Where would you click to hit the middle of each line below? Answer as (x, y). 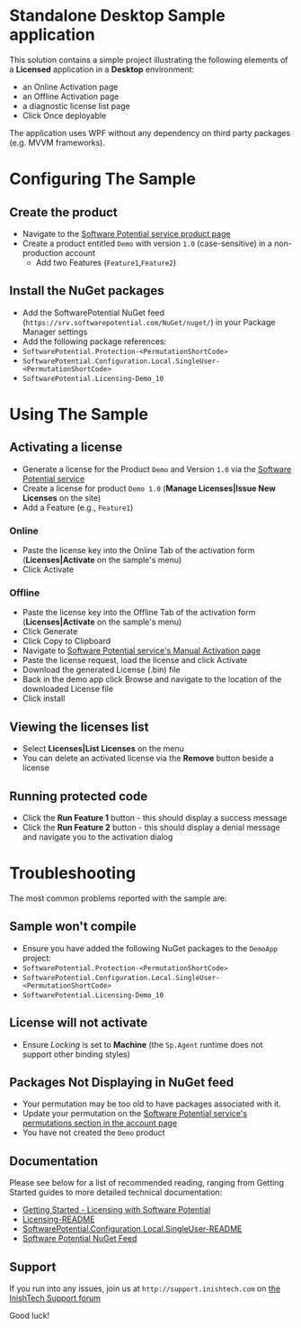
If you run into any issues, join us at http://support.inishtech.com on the (145, 1288)
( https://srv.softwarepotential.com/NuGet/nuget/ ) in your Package (149, 322)
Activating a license (66, 447)
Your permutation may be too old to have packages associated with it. (151, 1104)
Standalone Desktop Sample (118, 16)
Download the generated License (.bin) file (102, 670)
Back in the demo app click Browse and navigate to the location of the (152, 679)
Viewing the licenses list (79, 727)
